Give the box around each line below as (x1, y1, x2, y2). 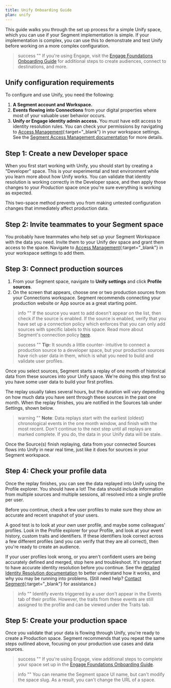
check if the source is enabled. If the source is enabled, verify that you (17, 315, 166, 321)
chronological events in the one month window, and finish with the (17, 420, 157, 426)
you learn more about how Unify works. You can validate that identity (5, 173, 151, 180)
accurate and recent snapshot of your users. (5, 512, 99, 518)
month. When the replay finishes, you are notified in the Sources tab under (5, 400, 162, 406)
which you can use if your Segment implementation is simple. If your (5, 32, 150, 38)
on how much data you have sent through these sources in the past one (5, 394, 157, 400)
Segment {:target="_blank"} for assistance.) (5, 581, 96, 587)
